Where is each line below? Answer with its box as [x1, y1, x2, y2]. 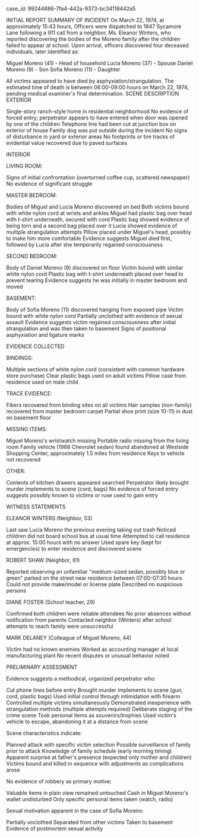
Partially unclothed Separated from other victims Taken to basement [6, 819, 173, 826]
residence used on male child [6, 378, 78, 385]
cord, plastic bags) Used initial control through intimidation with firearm [6, 693, 181, 700]
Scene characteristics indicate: [6, 730, 82, 736]
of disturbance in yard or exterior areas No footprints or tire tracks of [6, 133, 175, 140]
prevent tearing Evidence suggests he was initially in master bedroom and [6, 277, 187, 284]
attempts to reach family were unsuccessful [6, 623, 114, 630]
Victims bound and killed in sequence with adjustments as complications [6, 760, 184, 767]
